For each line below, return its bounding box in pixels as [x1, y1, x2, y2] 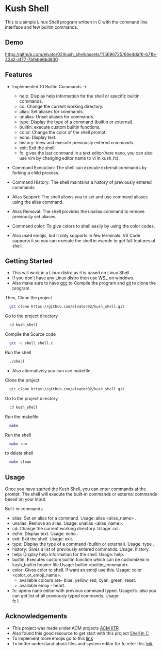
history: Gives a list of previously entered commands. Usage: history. [12, 546, 150, 552]
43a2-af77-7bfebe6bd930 [5, 57, 58, 62]
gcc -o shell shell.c [9, 341, 53, 346]
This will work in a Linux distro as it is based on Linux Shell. [12, 270, 130, 276]
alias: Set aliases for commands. [19, 108, 84, 115]
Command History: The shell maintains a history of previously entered [12, 179, 152, 185]
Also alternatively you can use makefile [12, 367, 91, 373]
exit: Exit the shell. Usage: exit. [12, 536, 74, 542]
